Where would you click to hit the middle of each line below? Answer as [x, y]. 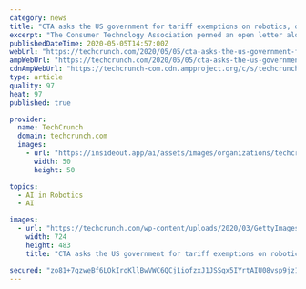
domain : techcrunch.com [62, 136]
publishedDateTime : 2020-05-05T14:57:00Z [89, 43]
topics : [24, 186]
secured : [26, 270]
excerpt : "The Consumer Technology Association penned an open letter [146, 35]
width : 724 [46, 237]
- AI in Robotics [51, 195]
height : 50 [54, 170]
